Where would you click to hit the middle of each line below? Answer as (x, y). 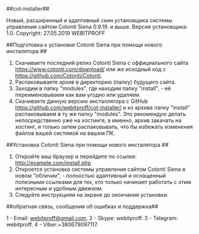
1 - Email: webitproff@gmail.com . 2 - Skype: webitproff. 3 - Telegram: (92, 218)
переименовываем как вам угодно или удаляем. (78, 95)
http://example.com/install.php (53, 163)
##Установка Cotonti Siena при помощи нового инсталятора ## (87, 145)
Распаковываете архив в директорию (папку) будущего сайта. (95, 82)
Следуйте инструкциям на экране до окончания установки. (92, 195)
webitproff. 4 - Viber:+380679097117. (52, 224)
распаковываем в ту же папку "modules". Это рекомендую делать (100, 114)
